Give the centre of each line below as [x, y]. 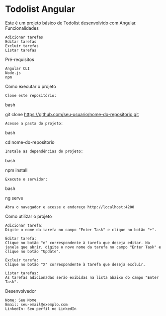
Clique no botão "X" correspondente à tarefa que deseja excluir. [75, 264]
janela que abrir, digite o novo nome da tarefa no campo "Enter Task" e [83, 247]
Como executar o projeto [31, 86]
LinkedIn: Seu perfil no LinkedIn [41, 309]
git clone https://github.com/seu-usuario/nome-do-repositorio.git [72, 114]
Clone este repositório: [31, 95]
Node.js [13, 73]
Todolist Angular [40, 9]
